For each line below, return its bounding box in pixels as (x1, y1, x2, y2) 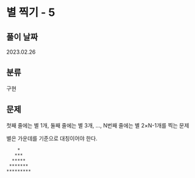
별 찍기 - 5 (6, 5, 55, 20)
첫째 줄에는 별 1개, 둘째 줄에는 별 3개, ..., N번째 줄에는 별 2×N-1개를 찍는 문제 (6, 121, 190, 129)
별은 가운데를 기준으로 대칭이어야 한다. (6, 135, 97, 142)
